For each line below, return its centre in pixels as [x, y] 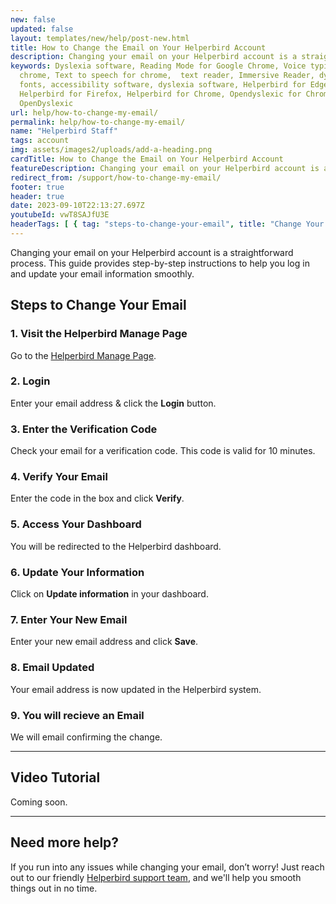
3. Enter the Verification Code [84, 429]
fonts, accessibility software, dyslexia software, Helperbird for [163, 85]
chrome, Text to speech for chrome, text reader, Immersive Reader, [167, 76]
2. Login [30, 381]
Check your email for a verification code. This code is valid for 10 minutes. [163, 451]
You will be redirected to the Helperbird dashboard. [116, 546]
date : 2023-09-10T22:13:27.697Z [77, 206]
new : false [33, 19]
